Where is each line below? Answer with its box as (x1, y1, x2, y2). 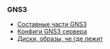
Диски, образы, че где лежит (16, 35, 103, 43)
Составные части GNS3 (16, 20, 87, 29)
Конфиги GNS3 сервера (16, 27, 87, 35)
